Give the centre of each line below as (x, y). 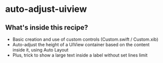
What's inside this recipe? (47, 28)
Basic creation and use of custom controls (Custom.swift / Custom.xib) (85, 39)
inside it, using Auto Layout (40, 50)
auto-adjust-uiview (46, 9)
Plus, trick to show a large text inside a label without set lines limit (80, 55)
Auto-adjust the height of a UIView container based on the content (81, 45)
